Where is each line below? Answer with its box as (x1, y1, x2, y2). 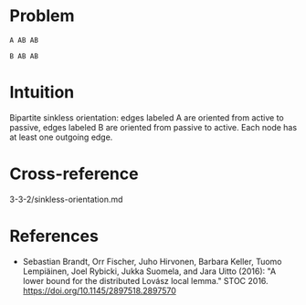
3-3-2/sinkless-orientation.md (9, 194, 123, 205)
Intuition (9, 82, 75, 103)
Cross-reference (9, 163, 139, 184)
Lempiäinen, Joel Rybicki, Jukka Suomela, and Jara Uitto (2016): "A (22, 266, 277, 277)
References (9, 226, 99, 247)
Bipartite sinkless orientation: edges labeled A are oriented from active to (9, 111, 285, 123)
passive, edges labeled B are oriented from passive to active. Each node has (9, 121, 298, 132)
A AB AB (9, 36, 39, 45)
